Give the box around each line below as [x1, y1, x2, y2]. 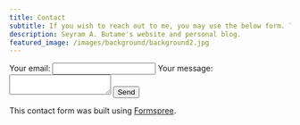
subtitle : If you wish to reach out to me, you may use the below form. [9, 21, 286, 30]
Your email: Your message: [9, 63, 213, 74]
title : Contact [9, 12, 66, 22]
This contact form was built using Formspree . [9, 105, 177, 116]
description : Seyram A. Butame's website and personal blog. [9, 29, 242, 38]
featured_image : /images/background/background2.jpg [9, 37, 210, 47]
